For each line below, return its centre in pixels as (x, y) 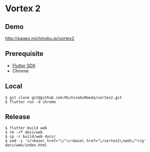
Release (18, 117)
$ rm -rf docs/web (24, 132)
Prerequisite (24, 54)
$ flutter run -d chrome (30, 102)
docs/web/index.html (26, 145)
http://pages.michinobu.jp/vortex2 (40, 38)
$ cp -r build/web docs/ (30, 137)
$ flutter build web (26, 128)
